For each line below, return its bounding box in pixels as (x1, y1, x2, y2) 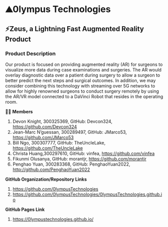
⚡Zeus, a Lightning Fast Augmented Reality (5, 24, 144, 33)
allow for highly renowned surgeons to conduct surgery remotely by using (5, 88, 159, 94)
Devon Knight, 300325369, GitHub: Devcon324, (12, 118, 113, 124)
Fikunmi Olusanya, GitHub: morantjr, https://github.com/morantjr (12, 156, 147, 162)
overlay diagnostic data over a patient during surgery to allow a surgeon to (5, 72, 160, 78)
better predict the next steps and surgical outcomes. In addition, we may (5, 77, 156, 84)
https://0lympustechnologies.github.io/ (12, 216, 94, 222)
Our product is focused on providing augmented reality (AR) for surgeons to (5, 61, 163, 67)
